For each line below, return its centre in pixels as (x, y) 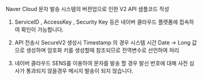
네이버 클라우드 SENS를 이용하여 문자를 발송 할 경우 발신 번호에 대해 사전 (101, 63)
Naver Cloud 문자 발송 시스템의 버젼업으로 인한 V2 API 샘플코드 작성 (87, 9)
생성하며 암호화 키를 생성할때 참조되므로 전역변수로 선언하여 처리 (102, 50)
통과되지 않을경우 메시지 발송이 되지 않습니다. (80, 71)
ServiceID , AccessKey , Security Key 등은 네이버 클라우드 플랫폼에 (96, 22)
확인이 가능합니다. (42, 30)
